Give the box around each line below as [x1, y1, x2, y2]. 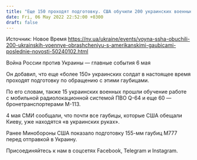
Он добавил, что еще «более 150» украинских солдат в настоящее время [6, 71, 191, 78]
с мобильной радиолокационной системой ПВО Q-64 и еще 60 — [6, 94, 172, 101]
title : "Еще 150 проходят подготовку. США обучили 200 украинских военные [6, 8, 193, 15]
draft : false [6, 19, 38, 25]
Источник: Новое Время [6, 36, 67, 43]
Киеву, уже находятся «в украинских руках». [6, 118, 120, 125]
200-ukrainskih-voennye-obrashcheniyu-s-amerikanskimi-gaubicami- [6, 42, 176, 49]
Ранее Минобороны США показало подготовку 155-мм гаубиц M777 [6, 130, 178, 137]
